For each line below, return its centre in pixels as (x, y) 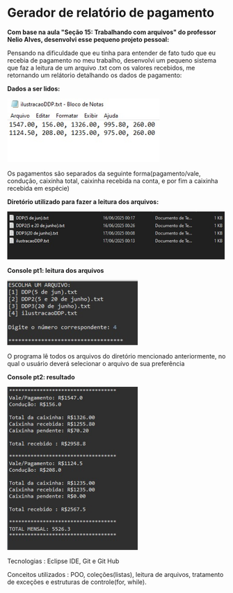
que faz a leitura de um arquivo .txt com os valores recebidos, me (101, 68)
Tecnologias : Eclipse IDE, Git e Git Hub (63, 561)
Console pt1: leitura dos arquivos (56, 270)
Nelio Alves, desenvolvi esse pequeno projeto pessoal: (88, 39)
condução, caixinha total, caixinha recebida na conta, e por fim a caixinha (113, 181)
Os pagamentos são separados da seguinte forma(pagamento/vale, (104, 173)
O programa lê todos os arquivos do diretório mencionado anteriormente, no (116, 356)
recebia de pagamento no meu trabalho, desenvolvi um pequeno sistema (112, 60)
